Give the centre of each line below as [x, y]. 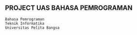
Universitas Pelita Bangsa [32, 28]
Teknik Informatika [25, 23]
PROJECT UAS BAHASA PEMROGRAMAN [69, 8]
